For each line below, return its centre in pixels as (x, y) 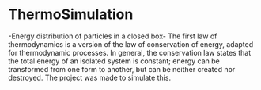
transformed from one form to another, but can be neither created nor (122, 69)
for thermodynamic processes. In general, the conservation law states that (130, 52)
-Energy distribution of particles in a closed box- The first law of (113, 36)
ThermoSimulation (71, 14)
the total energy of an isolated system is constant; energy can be (114, 61)
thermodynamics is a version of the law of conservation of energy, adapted (131, 44)
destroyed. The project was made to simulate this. (90, 77)
